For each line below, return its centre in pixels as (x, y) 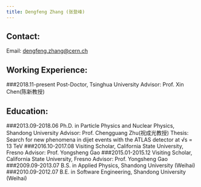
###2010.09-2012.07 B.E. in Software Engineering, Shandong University (96, 172)
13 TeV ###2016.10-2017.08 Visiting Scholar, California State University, (95, 146)
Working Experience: (47, 70)
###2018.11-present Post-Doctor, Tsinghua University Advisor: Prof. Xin (95, 85)
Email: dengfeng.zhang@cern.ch (47, 51)
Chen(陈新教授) (26, 92)
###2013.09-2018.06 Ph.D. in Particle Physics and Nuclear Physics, (91, 126)
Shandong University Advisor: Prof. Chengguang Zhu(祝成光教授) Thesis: (97, 133)
